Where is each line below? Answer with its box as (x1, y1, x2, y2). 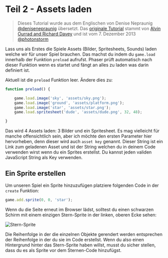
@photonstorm (17, 36, 49, 42)
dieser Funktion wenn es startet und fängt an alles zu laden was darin (5, 62, 149, 68)
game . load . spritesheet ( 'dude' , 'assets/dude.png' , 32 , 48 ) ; (14, 109, 142, 115)
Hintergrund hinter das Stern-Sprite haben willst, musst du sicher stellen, (5, 242, 156, 248)
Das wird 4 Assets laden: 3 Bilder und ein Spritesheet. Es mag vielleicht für (5, 128, 159, 134)
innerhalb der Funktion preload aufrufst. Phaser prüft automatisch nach (5, 56, 152, 62)
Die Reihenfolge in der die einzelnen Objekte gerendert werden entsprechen (5, 231, 163, 237)
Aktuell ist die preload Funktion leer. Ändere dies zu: (5, 77, 113, 83)
